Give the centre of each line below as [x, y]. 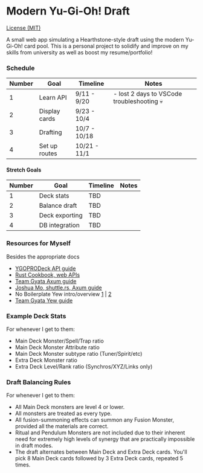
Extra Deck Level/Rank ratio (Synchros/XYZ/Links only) [84, 367]
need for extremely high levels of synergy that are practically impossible [105, 439]
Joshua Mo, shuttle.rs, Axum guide [59, 288]
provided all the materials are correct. [62, 426]
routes [48, 153]
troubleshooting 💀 [138, 101]
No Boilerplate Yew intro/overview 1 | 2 [63, 294]
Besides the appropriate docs [43, 256]
